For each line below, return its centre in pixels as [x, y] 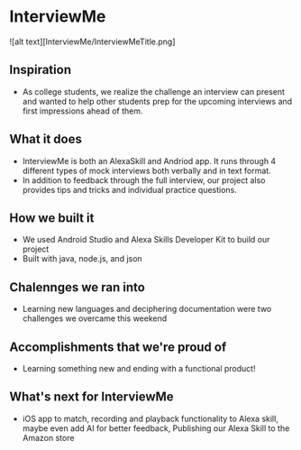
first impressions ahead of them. [82, 111]
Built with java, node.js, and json [82, 259]
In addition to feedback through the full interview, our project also [144, 180]
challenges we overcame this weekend [95, 318]
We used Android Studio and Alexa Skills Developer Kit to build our [146, 240]
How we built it [52, 218]
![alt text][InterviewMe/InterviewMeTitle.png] [92, 41]
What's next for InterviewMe [91, 397]
